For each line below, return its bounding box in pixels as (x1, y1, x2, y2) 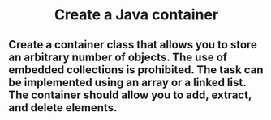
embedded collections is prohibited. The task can (8, 63, 264, 77)
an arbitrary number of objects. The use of (8, 50, 228, 64)
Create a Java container (54, 6, 219, 24)
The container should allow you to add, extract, (8, 88, 252, 101)
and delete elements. (8, 101, 118, 114)
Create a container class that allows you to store (8, 38, 258, 52)
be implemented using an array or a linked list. (8, 75, 247, 89)
